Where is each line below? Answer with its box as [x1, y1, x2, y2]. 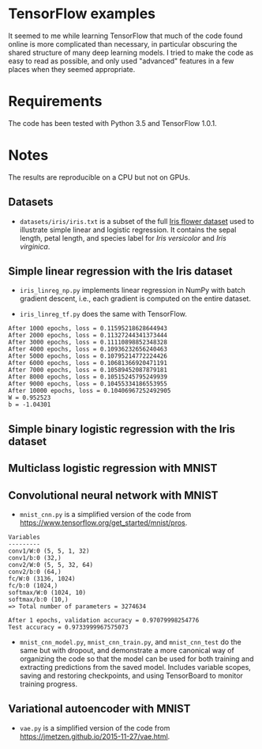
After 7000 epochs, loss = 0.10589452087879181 [8, 366, 168, 374]
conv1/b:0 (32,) [8, 554, 62, 562]
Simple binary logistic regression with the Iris [8, 422, 235, 435]
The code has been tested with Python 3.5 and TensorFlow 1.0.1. [8, 118, 217, 127]
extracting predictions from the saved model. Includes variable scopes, [19, 663, 251, 672]
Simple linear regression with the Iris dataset [8, 264, 233, 278]
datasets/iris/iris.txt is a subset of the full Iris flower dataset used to [19, 216, 255, 226]
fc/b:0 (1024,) [8, 582, 58, 590]
